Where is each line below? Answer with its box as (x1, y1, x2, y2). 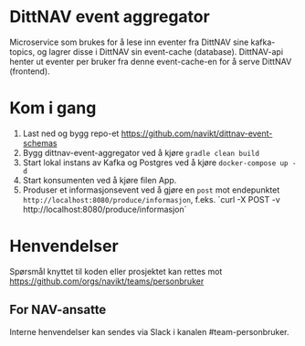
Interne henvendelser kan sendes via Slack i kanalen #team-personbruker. (9, 326, 289, 337)
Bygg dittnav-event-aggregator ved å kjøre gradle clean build (22, 147, 260, 158)
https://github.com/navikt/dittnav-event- (121, 128, 273, 139)
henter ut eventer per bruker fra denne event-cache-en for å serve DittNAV (9, 56, 292, 67)
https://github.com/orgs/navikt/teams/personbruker (9, 276, 205, 287)
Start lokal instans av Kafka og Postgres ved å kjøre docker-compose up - (22, 157, 297, 168)
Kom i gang (9, 98, 97, 119)
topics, (9, 46, 36, 57)
